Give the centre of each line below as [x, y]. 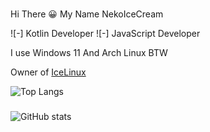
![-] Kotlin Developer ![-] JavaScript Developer [105, 33]
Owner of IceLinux [48, 72]
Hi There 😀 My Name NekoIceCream [87, 14]
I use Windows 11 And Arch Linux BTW [89, 52]
